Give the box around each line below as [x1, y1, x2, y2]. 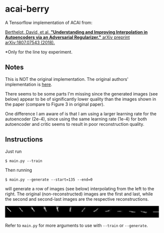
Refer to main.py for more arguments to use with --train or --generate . [5, 223, 148, 229]
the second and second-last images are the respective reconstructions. [5, 196, 149, 202]
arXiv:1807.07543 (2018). [5, 39, 55, 45]
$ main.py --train [5, 158, 42, 163]
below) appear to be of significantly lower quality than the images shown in [5, 96, 156, 102]
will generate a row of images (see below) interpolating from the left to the [5, 186, 155, 191]
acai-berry [5, 3, 50, 15]
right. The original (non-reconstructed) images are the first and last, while [5, 191, 153, 197]
